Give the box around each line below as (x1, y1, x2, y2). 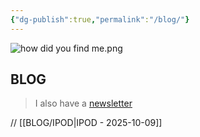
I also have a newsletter (34, 97, 133, 110)
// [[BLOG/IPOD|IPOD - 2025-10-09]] (10, 117, 163, 129)
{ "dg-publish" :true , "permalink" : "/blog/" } (10, 14, 190, 25)
